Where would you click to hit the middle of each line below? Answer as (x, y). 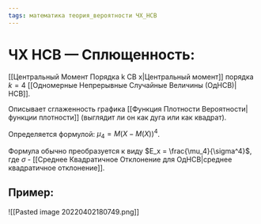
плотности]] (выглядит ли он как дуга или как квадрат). (132, 117)
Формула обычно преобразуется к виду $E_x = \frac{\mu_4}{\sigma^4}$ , (130, 151)
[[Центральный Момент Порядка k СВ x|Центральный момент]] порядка (131, 77)
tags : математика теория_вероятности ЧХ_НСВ (83, 15)
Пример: (31, 193)
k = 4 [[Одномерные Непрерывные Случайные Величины (106, 85)
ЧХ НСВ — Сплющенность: (102, 54)
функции (23, 117)
